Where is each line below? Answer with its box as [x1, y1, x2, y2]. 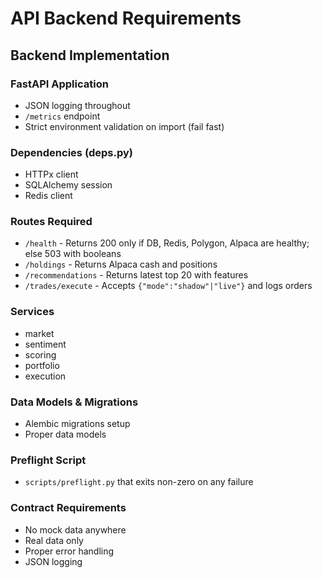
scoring [24, 348, 57, 361]
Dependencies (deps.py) [10, 145, 133, 159]
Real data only [24, 534, 84, 546]
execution [24, 370, 67, 382]
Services [10, 305, 55, 319]
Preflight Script [10, 453, 87, 467]
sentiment [24, 338, 67, 350]
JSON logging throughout [24, 99, 131, 111]
